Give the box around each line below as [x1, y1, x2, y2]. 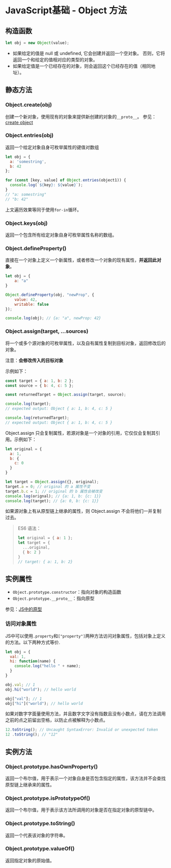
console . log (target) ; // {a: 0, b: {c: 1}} [5, 498, 99, 504]
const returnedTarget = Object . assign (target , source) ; [5, 392, 126, 398]
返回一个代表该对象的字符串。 [5, 832, 68, 838]
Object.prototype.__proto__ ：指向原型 [12, 595, 95, 601]
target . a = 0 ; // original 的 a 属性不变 [5, 484, 91, 489]
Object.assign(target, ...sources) [5, 328, 89, 335]
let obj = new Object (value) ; [5, 40, 70, 45]
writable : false [14, 302, 49, 307]
